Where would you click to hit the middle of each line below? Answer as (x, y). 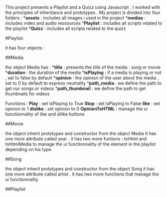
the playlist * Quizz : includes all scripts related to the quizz (66, 28)
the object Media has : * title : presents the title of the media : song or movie (83, 67)
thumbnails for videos (27, 94)
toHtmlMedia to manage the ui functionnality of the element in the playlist (81, 144)
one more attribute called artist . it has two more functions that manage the (82, 174)
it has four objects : (25, 48)
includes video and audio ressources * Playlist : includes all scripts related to (84, 23)
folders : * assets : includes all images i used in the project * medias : (76, 18)
